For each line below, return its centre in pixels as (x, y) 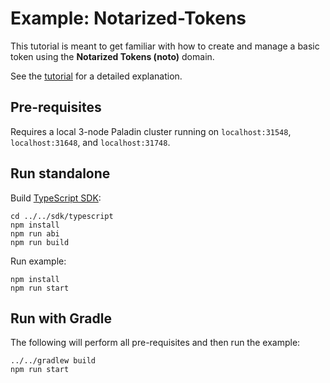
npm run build (40, 242)
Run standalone (60, 173)
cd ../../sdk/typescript (62, 216)
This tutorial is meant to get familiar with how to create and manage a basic (165, 46)
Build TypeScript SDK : (56, 198)
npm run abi (35, 233)
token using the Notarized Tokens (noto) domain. (112, 56)
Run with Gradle (61, 318)
